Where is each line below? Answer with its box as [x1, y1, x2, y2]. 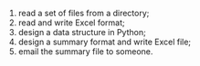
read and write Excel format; [17, 17, 125, 28]
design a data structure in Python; [17, 27, 146, 37]
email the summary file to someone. [17, 46, 153, 57]
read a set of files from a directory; [17, 8, 150, 18]
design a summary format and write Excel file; [17, 36, 192, 47]
